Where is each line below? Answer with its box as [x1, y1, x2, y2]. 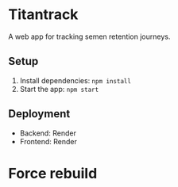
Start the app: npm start [19, 84, 99, 93]
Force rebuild [8, 164, 98, 182]
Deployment [8, 107, 71, 120]
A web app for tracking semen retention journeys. [8, 32, 171, 41]
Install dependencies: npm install [19, 75, 131, 85]
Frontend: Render [19, 136, 78, 146]
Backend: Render [19, 128, 77, 138]
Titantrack [8, 6, 79, 24]
